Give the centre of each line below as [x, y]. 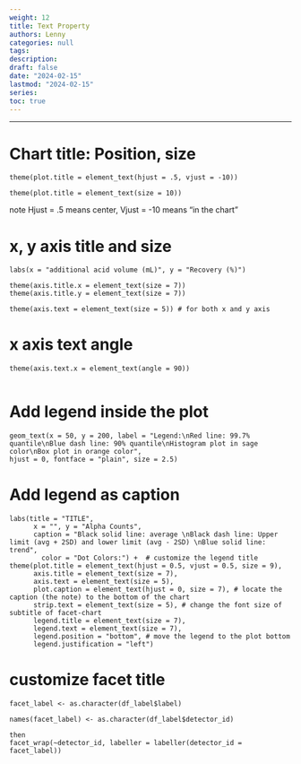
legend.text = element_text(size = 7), [107, 629]
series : [24, 92]
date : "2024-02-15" [46, 76]
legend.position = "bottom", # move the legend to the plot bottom [162, 637]
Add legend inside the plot [109, 412]
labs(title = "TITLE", [52, 519]
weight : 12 [30, 17]
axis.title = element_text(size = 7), [105, 574]
